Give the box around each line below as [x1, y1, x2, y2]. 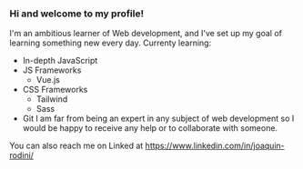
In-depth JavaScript [22, 55, 98, 66]
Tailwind [35, 94, 68, 104]
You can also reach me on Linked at [9, 140, 144, 152]
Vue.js [35, 75, 61, 85]
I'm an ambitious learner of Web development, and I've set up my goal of [9, 28, 282, 39]
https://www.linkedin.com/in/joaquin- [145, 140, 285, 152]
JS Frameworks [22, 65, 82, 75]
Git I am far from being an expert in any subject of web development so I [22, 113, 295, 124]
